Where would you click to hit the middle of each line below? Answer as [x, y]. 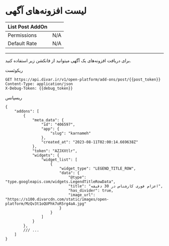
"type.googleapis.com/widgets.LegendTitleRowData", [60, 182]
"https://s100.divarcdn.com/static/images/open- [57, 199]
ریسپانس [14, 98]
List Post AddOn [28, 27]
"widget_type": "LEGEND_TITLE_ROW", [98, 169]
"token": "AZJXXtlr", [55, 151]
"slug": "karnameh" [71, 133]
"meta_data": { [48, 120]
